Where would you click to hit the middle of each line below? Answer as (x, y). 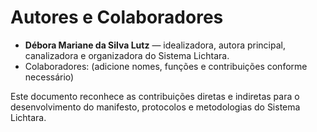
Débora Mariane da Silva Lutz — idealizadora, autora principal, (155, 45)
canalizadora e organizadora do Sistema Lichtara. (127, 55)
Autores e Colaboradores (117, 17)
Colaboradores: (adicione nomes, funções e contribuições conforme (166, 66)
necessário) (49, 77)
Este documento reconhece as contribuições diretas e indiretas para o (155, 96)
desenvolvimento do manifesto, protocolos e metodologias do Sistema (155, 107)
